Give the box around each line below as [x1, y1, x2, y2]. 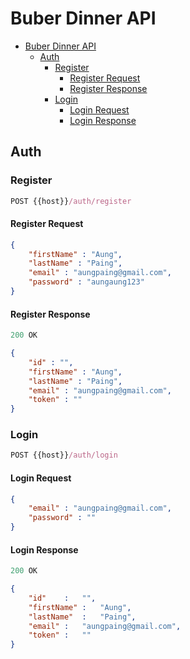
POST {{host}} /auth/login [10, 450, 118, 461]
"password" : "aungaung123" [28, 277, 145, 287]
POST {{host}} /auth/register [10, 196, 132, 206]
